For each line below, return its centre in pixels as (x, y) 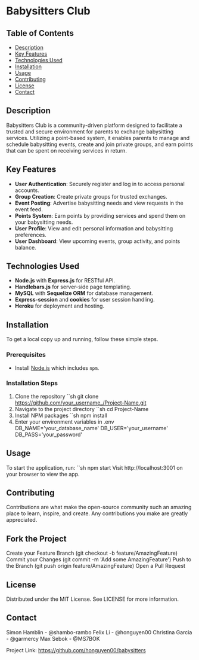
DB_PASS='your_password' (49, 434)
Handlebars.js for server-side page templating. (73, 287)
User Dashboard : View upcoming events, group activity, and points (97, 241)
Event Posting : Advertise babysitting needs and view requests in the (99, 203)
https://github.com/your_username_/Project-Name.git (81, 403)
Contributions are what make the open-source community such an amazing (99, 507)
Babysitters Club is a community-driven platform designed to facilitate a (94, 125)
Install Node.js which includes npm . (57, 368)
